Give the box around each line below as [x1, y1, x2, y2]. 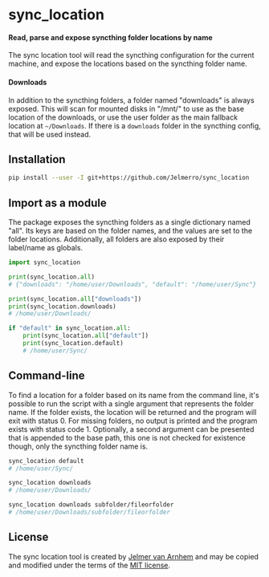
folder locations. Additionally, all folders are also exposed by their [8, 234, 225, 244]
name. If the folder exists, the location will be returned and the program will [8, 407, 257, 416]
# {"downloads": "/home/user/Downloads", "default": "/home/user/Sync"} [8, 280, 257, 288]
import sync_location [8, 258, 81, 266]
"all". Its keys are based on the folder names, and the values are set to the [8, 226, 253, 236]
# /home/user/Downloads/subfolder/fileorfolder [8, 508, 171, 517]
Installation [8, 152, 66, 166]
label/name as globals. [8, 243, 83, 253]
